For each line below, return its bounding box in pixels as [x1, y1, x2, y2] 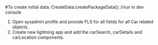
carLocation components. [12, 34, 65, 40]
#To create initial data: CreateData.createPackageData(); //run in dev [5, 4, 144, 10]
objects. [12, 24, 29, 30]
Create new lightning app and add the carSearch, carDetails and [12, 29, 142, 35]
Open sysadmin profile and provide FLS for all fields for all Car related [12, 19, 154, 24]
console [5, 9, 22, 15]
